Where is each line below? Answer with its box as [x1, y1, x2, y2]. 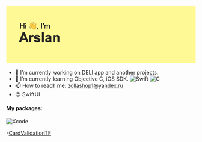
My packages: [6, 104, 43, 111]
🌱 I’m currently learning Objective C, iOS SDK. [14, 75, 129, 82]
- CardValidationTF [6, 129, 52, 137]
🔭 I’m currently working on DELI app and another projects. [14, 69, 159, 76]
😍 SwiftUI [14, 91, 40, 98]
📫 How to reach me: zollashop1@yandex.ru [14, 82, 123, 90]
